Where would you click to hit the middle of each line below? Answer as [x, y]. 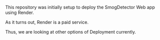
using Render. [20, 12]
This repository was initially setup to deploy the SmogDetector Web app [80, 7]
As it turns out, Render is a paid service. [47, 22]
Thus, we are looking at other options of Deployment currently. [71, 32]
